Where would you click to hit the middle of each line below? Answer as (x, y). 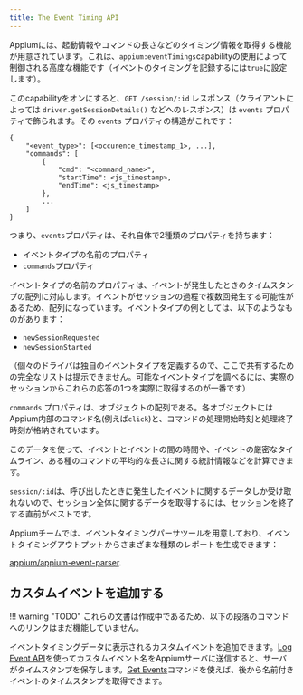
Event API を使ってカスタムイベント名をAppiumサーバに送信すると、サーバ (148, 659)
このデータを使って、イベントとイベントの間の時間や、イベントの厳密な (144, 449)
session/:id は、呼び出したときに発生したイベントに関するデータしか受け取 (151, 491)
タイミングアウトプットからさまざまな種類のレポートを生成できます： (147, 544)
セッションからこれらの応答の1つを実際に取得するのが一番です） (130, 388)
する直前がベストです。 (53, 514)
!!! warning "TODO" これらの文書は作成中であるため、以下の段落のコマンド (149, 616)
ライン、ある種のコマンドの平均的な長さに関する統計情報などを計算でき (151, 460)
